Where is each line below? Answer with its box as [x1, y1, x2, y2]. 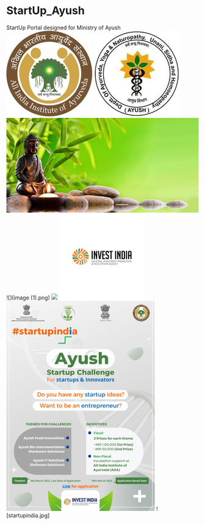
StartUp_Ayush [6, 4, 85, 18]
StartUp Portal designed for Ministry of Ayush [6, 24, 121, 31]
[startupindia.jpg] [6, 512, 50, 519]
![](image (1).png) [6, 294, 51, 301]
